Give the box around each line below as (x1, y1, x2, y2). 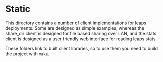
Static (5, 3, 31, 15)
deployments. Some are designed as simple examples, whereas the (5, 25, 144, 31)
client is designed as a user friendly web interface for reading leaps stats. (5, 36, 157, 42)
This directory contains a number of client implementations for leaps (5, 20, 147, 26)
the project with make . (5, 51, 49, 57)
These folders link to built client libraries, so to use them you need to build (5, 45, 158, 51)
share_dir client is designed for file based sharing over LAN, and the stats (5, 30, 157, 36)
